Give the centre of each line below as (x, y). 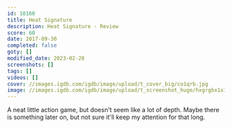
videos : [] (23, 77)
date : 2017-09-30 (32, 39)
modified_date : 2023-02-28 (46, 58)
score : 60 (21, 33)
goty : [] (20, 52)
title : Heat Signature (40, 20)
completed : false (32, 45)
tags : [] (20, 71)
